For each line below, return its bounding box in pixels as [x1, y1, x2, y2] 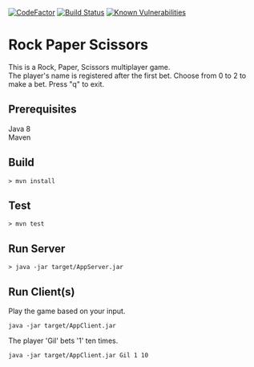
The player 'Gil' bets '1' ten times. [8, 336, 119, 345]
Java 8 [8, 124, 30, 133]
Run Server [8, 242, 66, 255]
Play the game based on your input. [8, 306, 126, 316]
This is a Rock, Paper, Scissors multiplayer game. [8, 62, 171, 71]
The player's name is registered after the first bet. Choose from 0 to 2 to [8, 71, 247, 80]
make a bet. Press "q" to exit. [8, 79, 105, 88]
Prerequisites [8, 103, 77, 116]
